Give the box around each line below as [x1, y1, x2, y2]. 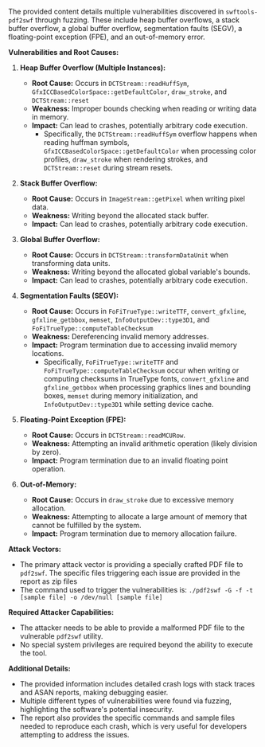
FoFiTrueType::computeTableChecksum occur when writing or [43, 366, 240, 375]
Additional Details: [8, 664, 71, 673]
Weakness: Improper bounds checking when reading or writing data [31, 104, 257, 113]
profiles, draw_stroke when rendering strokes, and [43, 154, 208, 164]
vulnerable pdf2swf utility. [19, 632, 103, 640]
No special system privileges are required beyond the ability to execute [19, 640, 253, 649]
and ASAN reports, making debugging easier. [19, 688, 169, 697]
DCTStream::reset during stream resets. [43, 163, 173, 172]
